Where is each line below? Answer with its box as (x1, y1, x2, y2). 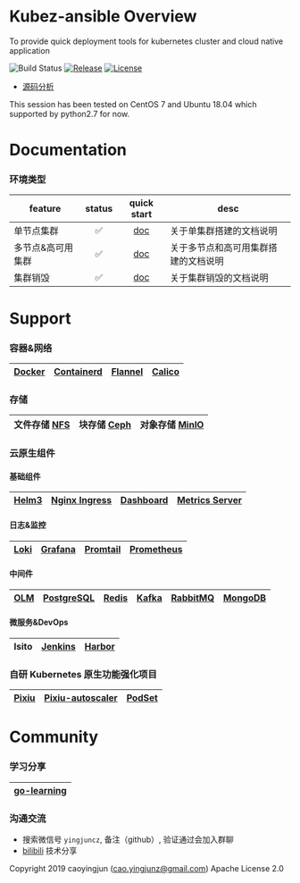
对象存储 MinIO (139, 418, 204, 431)
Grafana (40, 542, 76, 555)
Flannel (111, 365, 144, 377)
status (85, 203, 113, 215)
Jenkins (41, 640, 76, 652)
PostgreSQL (43, 592, 96, 604)
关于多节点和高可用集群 (170, 241, 270, 254)
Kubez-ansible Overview (9, 6, 197, 27)
